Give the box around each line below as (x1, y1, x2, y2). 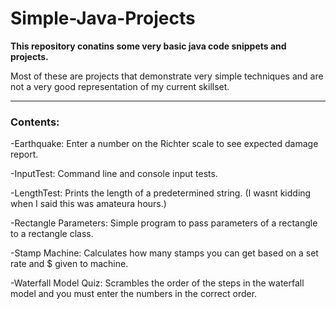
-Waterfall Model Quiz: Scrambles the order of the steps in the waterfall (10, 277, 305, 289)
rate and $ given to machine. (10, 258, 129, 270)
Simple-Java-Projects (10, 7, 196, 30)
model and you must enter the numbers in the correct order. (10, 288, 258, 300)
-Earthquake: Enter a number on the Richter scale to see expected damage (10, 138, 319, 150)
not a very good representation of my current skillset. (10, 80, 230, 92)
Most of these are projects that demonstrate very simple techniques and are (10, 70, 324, 82)
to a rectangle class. (10, 228, 94, 240)
